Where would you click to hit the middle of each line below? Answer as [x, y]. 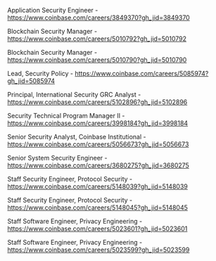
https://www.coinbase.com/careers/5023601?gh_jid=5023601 [97, 229]
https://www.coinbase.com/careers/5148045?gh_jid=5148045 [98, 208]
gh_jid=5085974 [31, 81]
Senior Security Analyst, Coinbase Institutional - [77, 137]
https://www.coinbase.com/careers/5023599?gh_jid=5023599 [99, 250]
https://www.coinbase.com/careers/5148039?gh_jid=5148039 [97, 186]
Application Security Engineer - [53, 10]
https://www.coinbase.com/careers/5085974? [142, 74]
